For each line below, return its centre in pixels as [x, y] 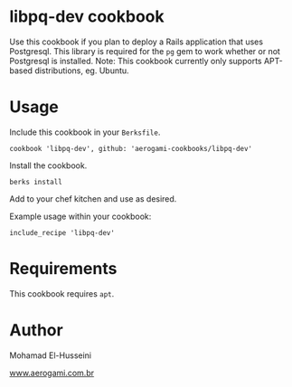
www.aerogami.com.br [52, 373]
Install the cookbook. [48, 165]
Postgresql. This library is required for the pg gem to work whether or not [145, 51]
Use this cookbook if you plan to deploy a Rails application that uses [137, 42]
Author [36, 330]
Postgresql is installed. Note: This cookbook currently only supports [136, 61]
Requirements [63, 269]
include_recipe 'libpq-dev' [62, 232]
